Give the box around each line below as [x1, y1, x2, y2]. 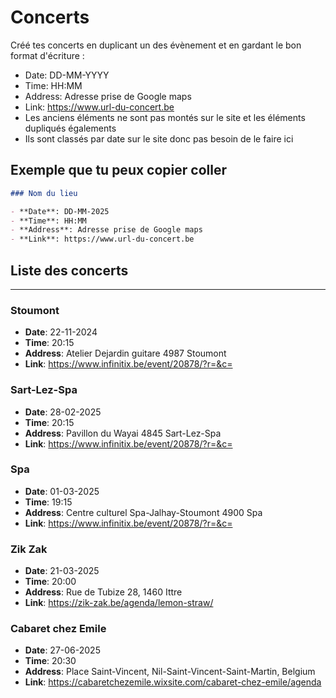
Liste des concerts [10, 262, 129, 279]
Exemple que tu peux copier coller [10, 162, 227, 179]
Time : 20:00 [24, 576, 77, 588]
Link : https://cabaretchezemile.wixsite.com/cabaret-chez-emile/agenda [24, 676, 322, 688]
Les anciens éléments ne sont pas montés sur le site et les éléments [24, 111, 306, 123]
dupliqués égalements [24, 122, 117, 134]
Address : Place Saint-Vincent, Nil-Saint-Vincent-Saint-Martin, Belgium [24, 666, 316, 678]
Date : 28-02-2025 [24, 406, 102, 418]
